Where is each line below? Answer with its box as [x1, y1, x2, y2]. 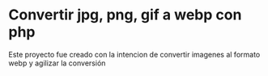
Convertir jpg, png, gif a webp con [8, 6, 242, 24]
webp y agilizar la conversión [8, 58, 106, 68]
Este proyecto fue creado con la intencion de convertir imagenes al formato [8, 49, 261, 59]
